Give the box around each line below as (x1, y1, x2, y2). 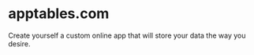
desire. (8, 38, 31, 48)
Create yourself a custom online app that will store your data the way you (8, 31, 246, 40)
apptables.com (8, 5, 110, 23)
